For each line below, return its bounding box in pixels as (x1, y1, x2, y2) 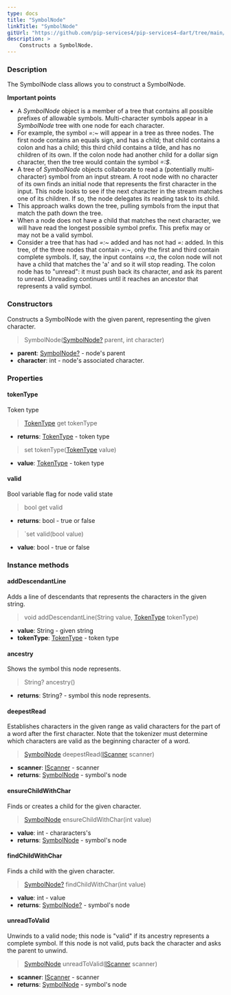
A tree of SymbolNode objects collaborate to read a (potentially (16, 166, 197, 174)
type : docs (7, 10, 38, 17)
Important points (7, 93, 56, 102)
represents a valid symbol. (16, 282, 93, 291)
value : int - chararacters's (16, 829, 91, 837)
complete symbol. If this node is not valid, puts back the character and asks (7, 939, 221, 948)
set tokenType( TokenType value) (23, 445, 117, 454)
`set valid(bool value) (23, 530, 84, 538)
